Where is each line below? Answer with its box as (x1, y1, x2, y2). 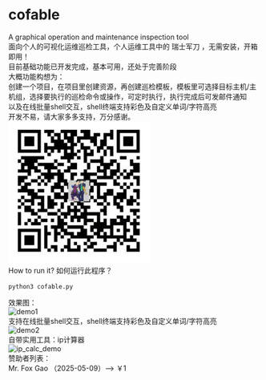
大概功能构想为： (8, 71, 65, 81)
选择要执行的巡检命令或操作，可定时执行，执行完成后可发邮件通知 (29, 91, 247, 101)
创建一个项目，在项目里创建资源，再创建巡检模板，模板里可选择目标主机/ (8, 82, 250, 91)
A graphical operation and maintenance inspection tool (8, 32, 190, 42)
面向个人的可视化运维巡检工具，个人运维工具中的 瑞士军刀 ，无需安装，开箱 (8, 42, 258, 51)
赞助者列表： (8, 353, 50, 362)
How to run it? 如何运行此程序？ (8, 265, 113, 275)
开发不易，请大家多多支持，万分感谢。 (8, 111, 135, 121)
